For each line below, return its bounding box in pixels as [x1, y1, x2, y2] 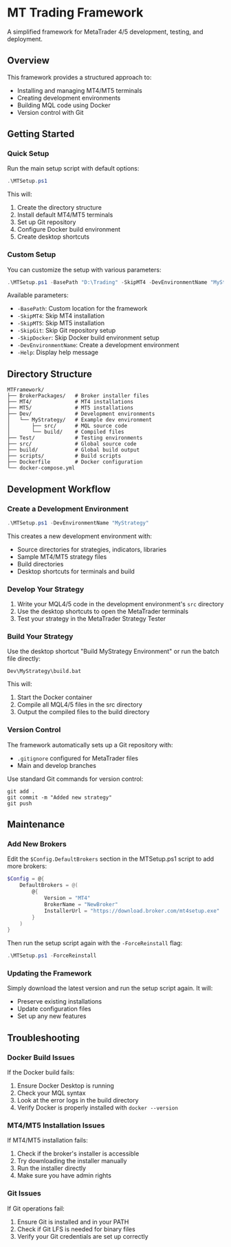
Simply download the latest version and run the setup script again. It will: [7, 984, 213, 993]
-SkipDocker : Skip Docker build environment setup [16, 333, 159, 342]
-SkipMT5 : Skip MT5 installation [16, 319, 105, 327]
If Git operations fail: [7, 1204, 65, 1213]
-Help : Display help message [16, 349, 99, 357]
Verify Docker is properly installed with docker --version [16, 1103, 179, 1112]
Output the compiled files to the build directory [16, 708, 150, 716]
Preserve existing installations [16, 997, 102, 1006]
